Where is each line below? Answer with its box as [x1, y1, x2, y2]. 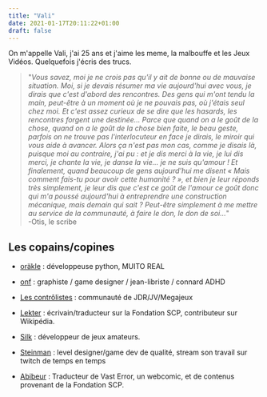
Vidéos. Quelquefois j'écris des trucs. [8, 57, 132, 66]
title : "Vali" [8, 11, 56, 20]
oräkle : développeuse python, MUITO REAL [19, 262, 165, 271]
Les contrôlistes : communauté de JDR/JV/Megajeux [19, 293, 193, 303]
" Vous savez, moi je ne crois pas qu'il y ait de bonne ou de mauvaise [27, 73, 256, 82]
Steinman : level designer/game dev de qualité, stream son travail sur [19, 347, 248, 357]
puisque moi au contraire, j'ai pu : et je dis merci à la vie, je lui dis [27, 149, 244, 158]
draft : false [8, 26, 52, 34]
